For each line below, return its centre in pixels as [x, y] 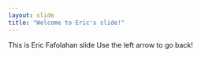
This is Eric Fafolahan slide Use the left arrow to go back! [100, 45]
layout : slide [32, 15]
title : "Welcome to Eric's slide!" [67, 23]
